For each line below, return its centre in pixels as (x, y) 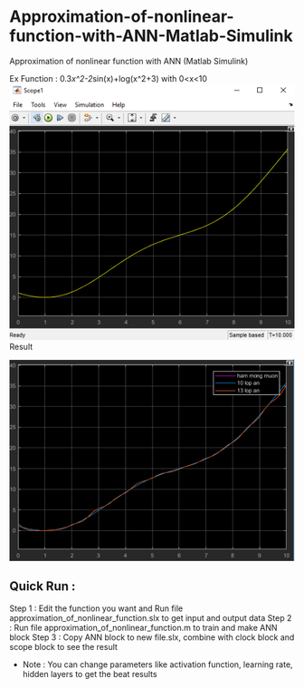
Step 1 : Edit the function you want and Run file (96, 608)
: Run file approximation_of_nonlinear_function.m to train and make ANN (143, 627)
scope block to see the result (63, 646)
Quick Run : (43, 586)
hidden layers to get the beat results (90, 673)
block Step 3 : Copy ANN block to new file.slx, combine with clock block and (152, 637)
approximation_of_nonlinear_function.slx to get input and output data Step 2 (151, 617)
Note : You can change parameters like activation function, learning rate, (157, 664)
